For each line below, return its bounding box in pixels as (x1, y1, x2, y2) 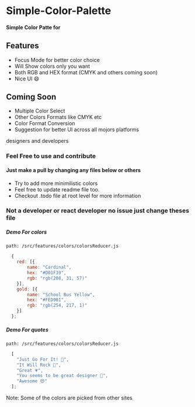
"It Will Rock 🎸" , (16, 362, 61, 368)
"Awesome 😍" (16, 378, 48, 384)
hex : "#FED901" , (27, 297, 67, 303)
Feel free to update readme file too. (14, 186, 100, 193)
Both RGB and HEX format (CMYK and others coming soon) (14, 69, 158, 76)
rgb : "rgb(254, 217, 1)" (27, 303, 88, 309)
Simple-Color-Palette (6, 4, 112, 18)
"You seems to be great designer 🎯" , (16, 373, 109, 379)
